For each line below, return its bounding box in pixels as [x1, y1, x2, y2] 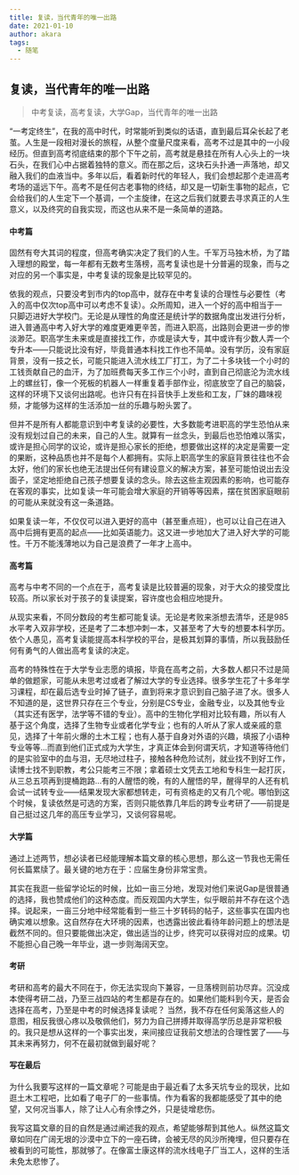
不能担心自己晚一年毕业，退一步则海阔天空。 [9, 938, 174, 949]
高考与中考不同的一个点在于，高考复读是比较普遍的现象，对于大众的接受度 [9, 581, 282, 593]
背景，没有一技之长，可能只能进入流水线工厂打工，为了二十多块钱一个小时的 [9, 356, 290, 366]
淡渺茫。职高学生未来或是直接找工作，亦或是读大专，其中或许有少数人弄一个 [9, 333, 290, 344]
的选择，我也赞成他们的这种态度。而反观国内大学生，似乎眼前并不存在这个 [9, 893, 282, 905]
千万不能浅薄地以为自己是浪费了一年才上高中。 [24, 538, 197, 549]
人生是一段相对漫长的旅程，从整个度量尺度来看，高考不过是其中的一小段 [24, 136, 290, 147]
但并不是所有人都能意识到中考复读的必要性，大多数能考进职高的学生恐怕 [9, 419, 274, 430]
